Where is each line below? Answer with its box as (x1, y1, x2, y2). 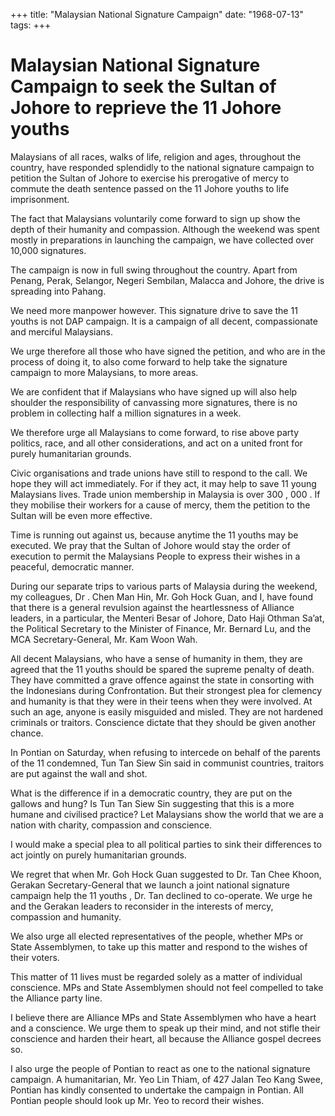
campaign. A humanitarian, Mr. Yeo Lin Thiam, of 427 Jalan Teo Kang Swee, (10, 1073, 323, 1085)
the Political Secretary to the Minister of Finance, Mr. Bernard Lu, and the (10, 622, 312, 634)
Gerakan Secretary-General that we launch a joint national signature (10, 879, 290, 891)
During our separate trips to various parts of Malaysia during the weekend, (10, 580, 318, 592)
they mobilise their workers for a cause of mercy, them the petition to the (10, 499, 311, 511)
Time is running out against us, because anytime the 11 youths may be (10, 529, 299, 541)
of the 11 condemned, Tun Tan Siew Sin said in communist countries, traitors (10, 757, 325, 769)
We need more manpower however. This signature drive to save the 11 (10, 304, 298, 316)
